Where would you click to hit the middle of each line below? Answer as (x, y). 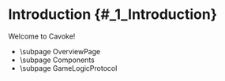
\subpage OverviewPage (60, 51)
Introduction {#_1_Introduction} (113, 15)
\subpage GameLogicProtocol (68, 68)
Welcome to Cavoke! (42, 36)
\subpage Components (57, 60)
